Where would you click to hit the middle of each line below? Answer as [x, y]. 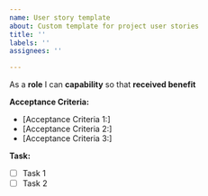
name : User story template [60, 18]
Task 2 [35, 183]
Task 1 [34, 174]
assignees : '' [36, 51]
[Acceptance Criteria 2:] [67, 129]
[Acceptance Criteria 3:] [67, 138]
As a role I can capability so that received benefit [103, 85]
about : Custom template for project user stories [104, 26]
